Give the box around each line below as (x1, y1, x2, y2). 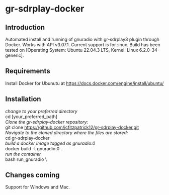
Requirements (5, 67, 50, 75)
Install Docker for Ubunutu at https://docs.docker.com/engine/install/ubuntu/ (5, 80, 164, 86)
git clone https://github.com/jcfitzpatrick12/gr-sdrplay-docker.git (5, 124, 139, 130)
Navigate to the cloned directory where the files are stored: (5, 129, 128, 136)
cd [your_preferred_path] (5, 114, 58, 120)
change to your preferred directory (5, 108, 78, 114)
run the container (5, 151, 41, 157)
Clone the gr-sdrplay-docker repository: (5, 119, 89, 125)
